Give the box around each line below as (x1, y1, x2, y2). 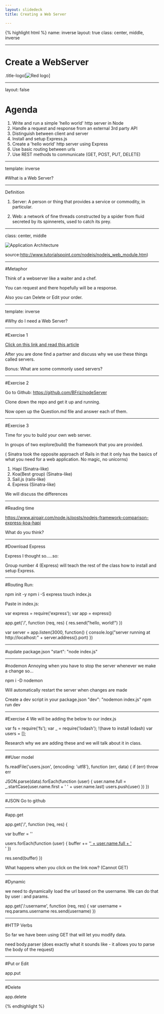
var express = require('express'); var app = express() (5, 611, 112, 616)
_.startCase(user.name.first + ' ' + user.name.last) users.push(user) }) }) (5, 784, 149, 790)
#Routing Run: (5, 582, 34, 588)
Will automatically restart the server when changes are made (5, 687, 128, 693)
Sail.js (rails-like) (12, 477, 46, 482)
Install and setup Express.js (12, 136, 67, 142)
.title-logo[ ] (5, 73, 50, 79)
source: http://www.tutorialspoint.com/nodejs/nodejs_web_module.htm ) (5, 252, 148, 258)
